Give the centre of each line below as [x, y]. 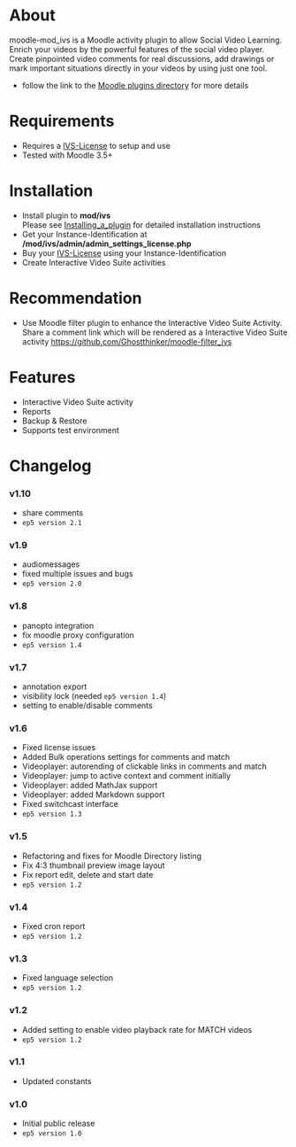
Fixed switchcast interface [70, 804]
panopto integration [58, 625]
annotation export [54, 686]
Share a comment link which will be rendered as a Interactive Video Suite [155, 332]
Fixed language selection [68, 978]
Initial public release [58, 1124]
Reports [36, 411]
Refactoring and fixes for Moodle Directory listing [111, 856]
